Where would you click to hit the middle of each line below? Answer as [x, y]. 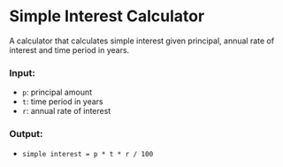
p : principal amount [57, 92]
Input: [22, 72]
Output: [26, 134]
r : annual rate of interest [66, 111]
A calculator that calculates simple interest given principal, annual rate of [142, 41]
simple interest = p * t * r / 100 [88, 154]
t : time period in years [62, 102]
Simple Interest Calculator [107, 16]
